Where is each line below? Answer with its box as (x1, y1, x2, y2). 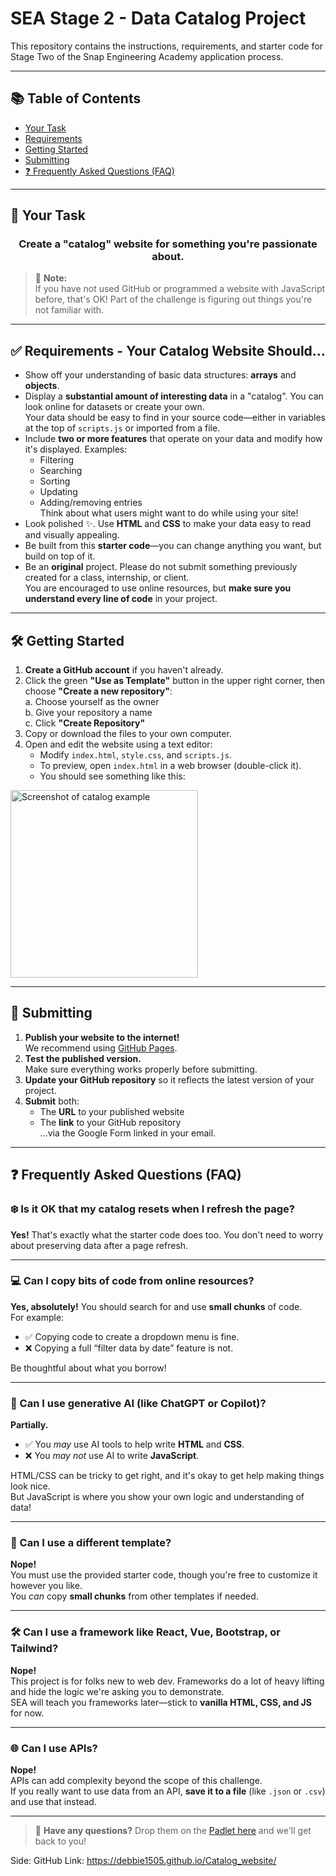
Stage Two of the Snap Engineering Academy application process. (10, 50, 284, 62)
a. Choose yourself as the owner (24, 696, 160, 708)
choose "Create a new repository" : (24, 685, 173, 697)
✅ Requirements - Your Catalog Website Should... (10, 342, 326, 359)
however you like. (10, 1580, 83, 1592)
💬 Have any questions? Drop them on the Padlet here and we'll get (34, 1825, 312, 1837)
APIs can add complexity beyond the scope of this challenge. (10, 1775, 263, 1787)
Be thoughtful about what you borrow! (10, 1362, 167, 1374)
